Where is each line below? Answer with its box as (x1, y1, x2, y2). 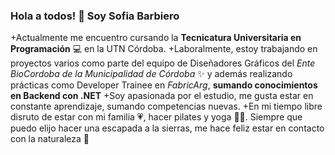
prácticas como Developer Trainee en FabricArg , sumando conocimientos (10, 79, 318, 91)
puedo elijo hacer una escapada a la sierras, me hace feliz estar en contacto (10, 122, 325, 134)
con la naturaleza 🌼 (10, 133, 90, 145)
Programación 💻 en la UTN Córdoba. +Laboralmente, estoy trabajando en (10, 43, 318, 55)
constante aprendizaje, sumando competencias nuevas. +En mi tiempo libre (10, 100, 323, 113)
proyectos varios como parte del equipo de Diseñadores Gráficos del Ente (10, 57, 316, 69)
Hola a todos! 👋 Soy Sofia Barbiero (10, 9, 180, 23)
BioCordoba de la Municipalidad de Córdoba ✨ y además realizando (10, 68, 293, 80)
